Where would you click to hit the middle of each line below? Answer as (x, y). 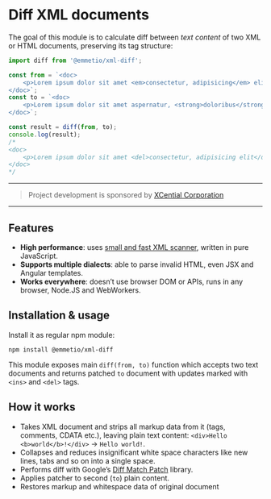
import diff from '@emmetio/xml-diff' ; (75, 60)
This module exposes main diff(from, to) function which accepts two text (133, 364)
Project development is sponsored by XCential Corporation (126, 195)
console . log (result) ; (45, 135)
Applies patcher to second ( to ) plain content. (95, 478)
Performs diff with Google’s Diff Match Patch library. (106, 469)
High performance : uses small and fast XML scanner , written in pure (134, 247)
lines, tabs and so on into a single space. (88, 460)
